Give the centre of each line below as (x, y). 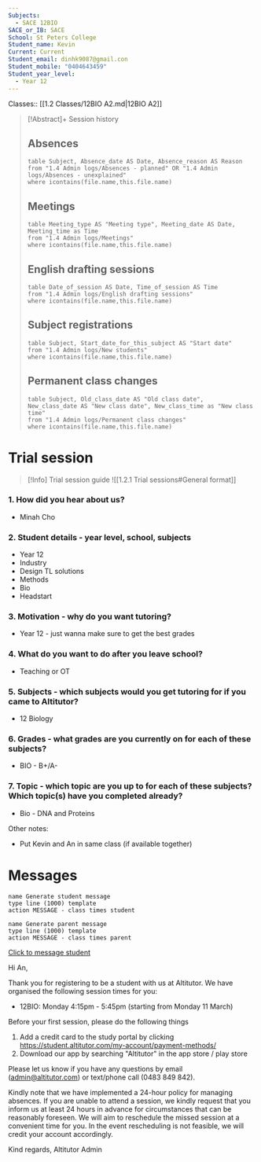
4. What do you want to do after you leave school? (105, 654)
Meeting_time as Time (62, 232)
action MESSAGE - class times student (72, 910)
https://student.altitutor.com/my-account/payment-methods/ (118, 1045)
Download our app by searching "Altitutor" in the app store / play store (133, 1054)
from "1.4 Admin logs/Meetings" (80, 238)
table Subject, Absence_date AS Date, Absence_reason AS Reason (135, 162)
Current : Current (37, 52)
